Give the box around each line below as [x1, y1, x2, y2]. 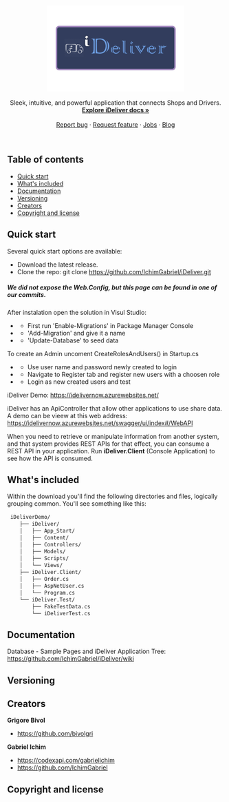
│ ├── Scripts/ [19, 555, 69, 562]
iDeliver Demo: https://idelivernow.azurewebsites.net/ [7, 391, 160, 399]
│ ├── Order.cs [19, 576, 69, 583]
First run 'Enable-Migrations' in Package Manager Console [27, 321, 194, 329]
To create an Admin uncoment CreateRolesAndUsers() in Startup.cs [7, 349, 199, 358]
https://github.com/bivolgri [17, 730, 94, 738]
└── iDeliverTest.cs [32, 610, 91, 617]
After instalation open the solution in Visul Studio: [7, 308, 146, 316]
